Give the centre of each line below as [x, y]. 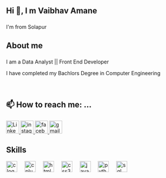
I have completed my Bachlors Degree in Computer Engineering [83, 73]
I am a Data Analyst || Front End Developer [58, 62]
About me [24, 46]
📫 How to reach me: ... [49, 105]
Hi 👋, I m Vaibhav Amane [52, 11]
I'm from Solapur [26, 27]
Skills [16, 150]
